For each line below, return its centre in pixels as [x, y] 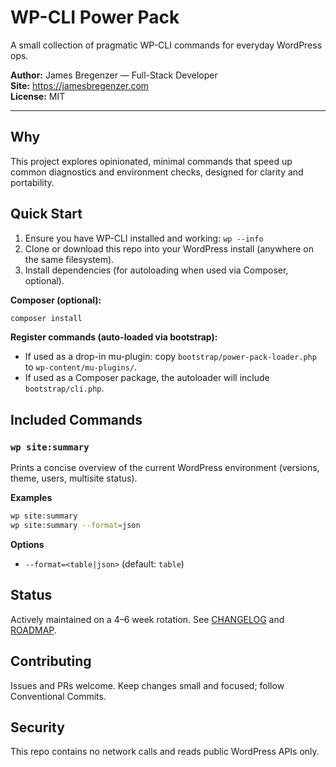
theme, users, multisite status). [74, 478]
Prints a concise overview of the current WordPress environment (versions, [165, 468]
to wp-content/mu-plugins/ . [81, 367]
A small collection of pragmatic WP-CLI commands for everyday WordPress [166, 45]
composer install [46, 318]
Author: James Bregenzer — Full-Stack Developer [114, 75]
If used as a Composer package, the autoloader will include [147, 378]
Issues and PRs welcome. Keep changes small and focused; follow [147, 685]
